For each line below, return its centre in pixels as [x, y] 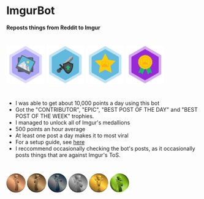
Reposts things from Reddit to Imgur [53, 27]
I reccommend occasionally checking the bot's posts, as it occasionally [105, 149]
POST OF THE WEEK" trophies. [55, 116]
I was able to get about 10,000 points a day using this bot [87, 103]
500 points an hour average [50, 129]
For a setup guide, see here [50, 142]
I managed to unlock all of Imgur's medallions [73, 123]
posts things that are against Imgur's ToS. [68, 155]
